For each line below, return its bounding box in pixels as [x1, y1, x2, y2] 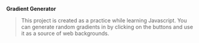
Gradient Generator [6, 5, 56, 12]
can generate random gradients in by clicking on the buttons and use [21, 24, 194, 30]
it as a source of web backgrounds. [21, 30, 109, 37]
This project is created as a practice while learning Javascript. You [21, 17, 188, 24]
